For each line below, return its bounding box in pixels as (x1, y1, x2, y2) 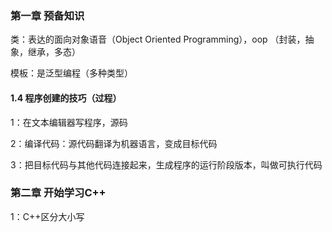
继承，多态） (27, 46, 81, 58)
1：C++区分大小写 (10, 210, 85, 222)
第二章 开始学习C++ (10, 186, 107, 200)
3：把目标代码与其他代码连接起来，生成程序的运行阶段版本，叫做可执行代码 (10, 158, 323, 171)
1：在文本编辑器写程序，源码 (10, 116, 128, 128)
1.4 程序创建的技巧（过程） (10, 92, 122, 104)
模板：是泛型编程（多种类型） (10, 67, 133, 79)
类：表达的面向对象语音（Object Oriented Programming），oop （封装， (10, 33, 306, 46)
